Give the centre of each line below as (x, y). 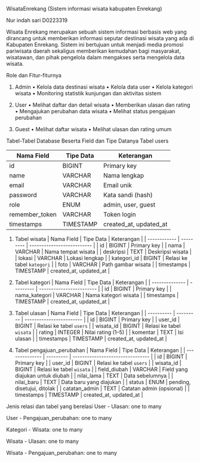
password (23, 195)
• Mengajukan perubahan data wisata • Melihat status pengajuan (95, 111)
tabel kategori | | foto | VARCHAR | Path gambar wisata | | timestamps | (103, 264)
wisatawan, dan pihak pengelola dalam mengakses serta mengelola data (96, 57)
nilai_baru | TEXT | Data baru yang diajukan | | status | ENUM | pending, (103, 382)
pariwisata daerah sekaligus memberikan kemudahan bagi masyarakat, (93, 51)
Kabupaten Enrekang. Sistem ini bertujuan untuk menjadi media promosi (95, 45)
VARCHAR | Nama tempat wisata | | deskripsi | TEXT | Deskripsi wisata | (103, 252)
